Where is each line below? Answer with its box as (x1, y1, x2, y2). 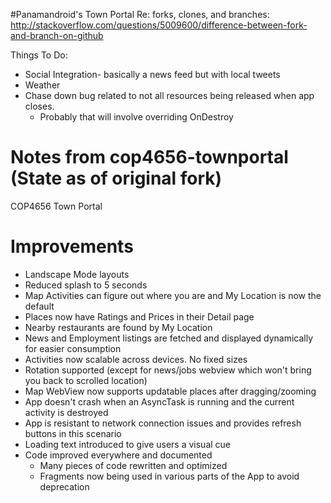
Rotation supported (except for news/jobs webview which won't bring (24, 364, 312, 376)
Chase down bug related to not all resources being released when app (24, 90, 315, 101)
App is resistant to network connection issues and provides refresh (24, 417, 302, 429)
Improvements (10, 235, 134, 258)
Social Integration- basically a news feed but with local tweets (24, 69, 281, 80)
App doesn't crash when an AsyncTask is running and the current (24, 395, 295, 408)
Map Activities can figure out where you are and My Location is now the (24, 289, 322, 301)
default (24, 300, 55, 312)
